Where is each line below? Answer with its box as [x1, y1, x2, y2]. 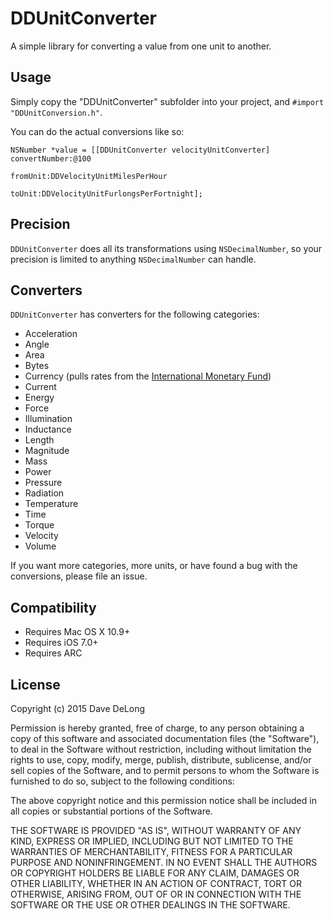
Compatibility [10, 599, 97, 616]
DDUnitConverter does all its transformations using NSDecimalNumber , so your [10, 242, 323, 254]
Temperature [24, 498, 79, 510]
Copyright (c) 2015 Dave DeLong [10, 703, 145, 714]
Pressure [24, 477, 63, 489]
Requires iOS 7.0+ [24, 637, 99, 649]
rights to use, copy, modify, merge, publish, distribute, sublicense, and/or [10, 754, 312, 766]
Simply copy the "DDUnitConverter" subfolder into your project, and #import [10, 95, 325, 107]
